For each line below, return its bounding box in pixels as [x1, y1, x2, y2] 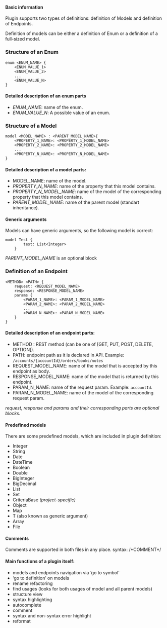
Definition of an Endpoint [5, 268, 68, 275]
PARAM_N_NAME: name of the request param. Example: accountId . [12, 384, 152, 390]
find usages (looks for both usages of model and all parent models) [12, 585, 153, 592]
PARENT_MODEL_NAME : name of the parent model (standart [12, 199, 140, 205]
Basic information [5, 4, 43, 10]
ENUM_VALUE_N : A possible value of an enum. [12, 109, 110, 116]
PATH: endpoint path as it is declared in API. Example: [12, 352, 125, 358]
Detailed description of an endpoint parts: [5, 330, 95, 336]
